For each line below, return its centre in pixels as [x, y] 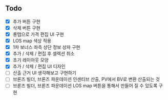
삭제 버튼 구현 [26, 28]
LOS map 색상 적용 [32, 41]
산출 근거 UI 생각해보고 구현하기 [45, 73]
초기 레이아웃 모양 [30, 60]
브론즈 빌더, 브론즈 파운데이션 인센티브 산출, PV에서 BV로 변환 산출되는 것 [86, 79]
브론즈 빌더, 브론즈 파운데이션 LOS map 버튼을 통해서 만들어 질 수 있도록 [85, 86]
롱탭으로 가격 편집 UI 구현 [38, 34]
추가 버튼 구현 [26, 21]
